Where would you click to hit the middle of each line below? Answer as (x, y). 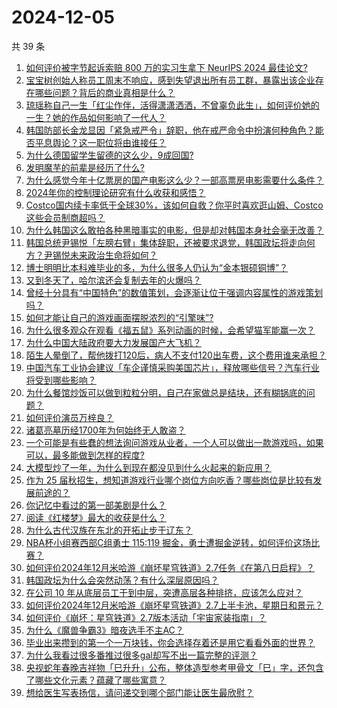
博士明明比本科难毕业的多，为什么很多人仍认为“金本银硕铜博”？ (157, 267)
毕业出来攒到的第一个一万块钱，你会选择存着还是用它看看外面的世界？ (170, 642)
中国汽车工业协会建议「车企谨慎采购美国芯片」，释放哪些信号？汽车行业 (172, 367)
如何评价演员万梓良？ (69, 417)
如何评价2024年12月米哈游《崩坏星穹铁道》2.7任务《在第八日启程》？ (170, 567)
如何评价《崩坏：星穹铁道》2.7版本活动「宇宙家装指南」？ (146, 617)
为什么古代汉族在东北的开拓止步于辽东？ (109, 530)
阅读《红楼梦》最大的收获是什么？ (96, 517)
